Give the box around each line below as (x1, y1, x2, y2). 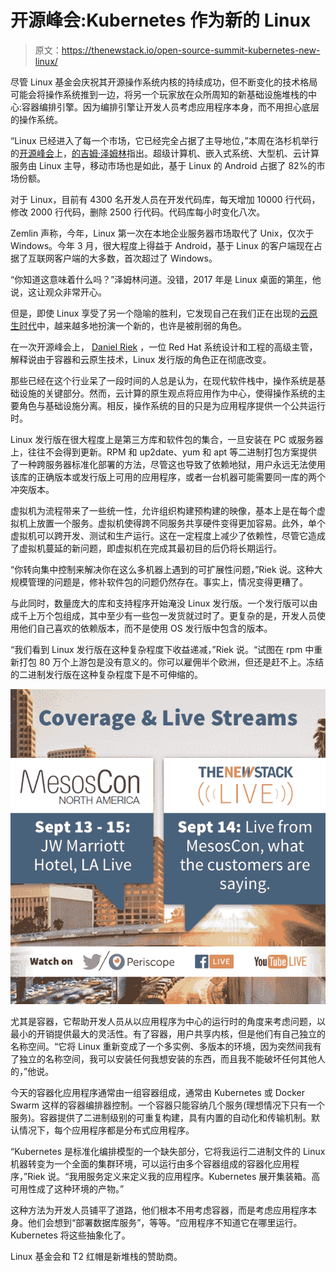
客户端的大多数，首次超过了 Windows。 (53, 252, 218, 264)
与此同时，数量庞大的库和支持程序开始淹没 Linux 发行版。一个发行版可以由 (10, 597, 318, 609)
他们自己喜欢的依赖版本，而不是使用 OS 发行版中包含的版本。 (18, 622, 273, 634)
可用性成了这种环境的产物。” (10, 1182, 125, 1195)
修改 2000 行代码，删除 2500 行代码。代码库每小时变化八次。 (10, 206, 266, 218)
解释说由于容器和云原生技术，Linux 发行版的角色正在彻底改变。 (10, 353, 272, 365)
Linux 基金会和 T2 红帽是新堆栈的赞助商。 (10, 1250, 183, 1262)
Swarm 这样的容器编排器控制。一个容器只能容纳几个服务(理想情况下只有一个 (10, 1099, 326, 1111)
